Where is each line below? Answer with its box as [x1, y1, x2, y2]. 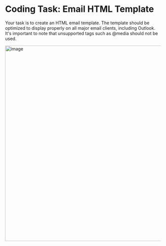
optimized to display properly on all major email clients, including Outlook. [5, 25, 156, 31]
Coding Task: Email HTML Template [5, 3, 154, 15]
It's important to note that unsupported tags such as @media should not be [5, 30, 158, 36]
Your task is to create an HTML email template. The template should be [5, 20, 150, 26]
